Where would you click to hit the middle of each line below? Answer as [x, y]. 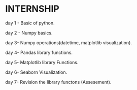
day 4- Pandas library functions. [39, 52]
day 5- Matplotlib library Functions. [42, 62]
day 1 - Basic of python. [30, 23]
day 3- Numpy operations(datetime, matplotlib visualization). [68, 42]
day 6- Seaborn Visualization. [36, 72]
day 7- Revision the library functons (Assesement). [58, 82]
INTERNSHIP [32, 9]
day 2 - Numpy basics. [29, 33]
